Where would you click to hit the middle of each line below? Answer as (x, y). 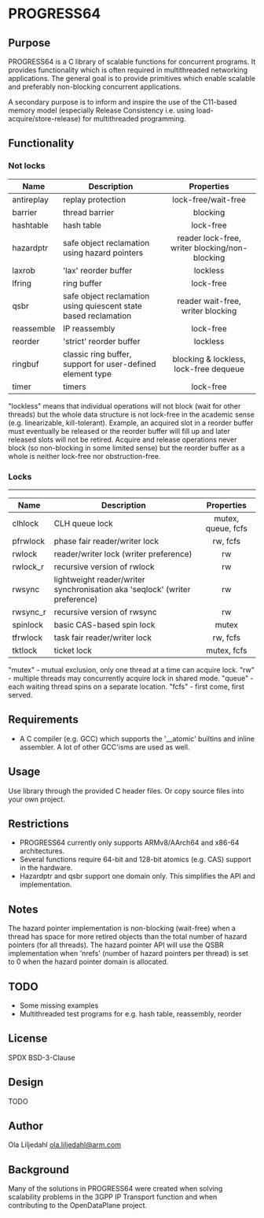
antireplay (31, 199)
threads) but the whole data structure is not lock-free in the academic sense (132, 414)
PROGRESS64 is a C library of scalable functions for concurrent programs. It (132, 61)
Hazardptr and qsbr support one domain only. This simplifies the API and (137, 876)
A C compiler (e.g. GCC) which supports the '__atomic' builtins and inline (137, 739)
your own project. (37, 799)
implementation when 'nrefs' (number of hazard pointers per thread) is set (128, 953)
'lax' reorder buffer (97, 270)
